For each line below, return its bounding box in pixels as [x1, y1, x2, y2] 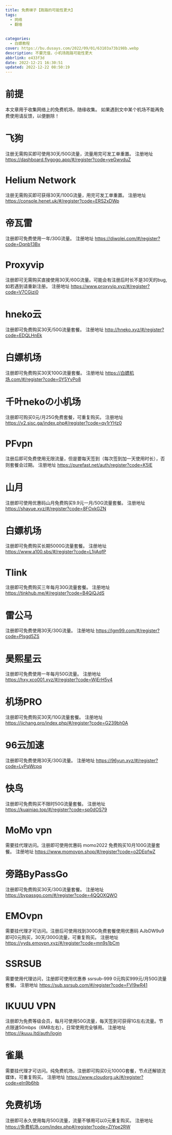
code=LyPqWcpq [5, 763, 42, 770]
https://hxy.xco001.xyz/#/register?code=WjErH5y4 [5, 677, 113, 683]
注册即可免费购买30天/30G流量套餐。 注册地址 [5, 886, 104, 892]
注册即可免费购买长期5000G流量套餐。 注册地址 [5, 543, 107, 549]
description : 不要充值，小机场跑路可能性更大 [5, 50, 93, 55]
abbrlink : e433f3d [5, 55, 45, 61]
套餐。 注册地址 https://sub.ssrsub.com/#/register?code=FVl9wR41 [5, 982, 148, 988]
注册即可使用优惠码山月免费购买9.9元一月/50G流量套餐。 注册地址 [5, 499, 145, 506]
